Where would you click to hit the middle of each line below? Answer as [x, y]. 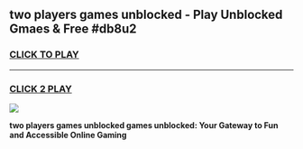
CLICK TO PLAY [44, 55]
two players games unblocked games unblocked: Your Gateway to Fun [144, 125]
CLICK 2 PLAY [41, 88]
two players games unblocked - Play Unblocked [146, 15]
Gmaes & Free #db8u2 [73, 29]
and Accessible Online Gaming [68, 135]
